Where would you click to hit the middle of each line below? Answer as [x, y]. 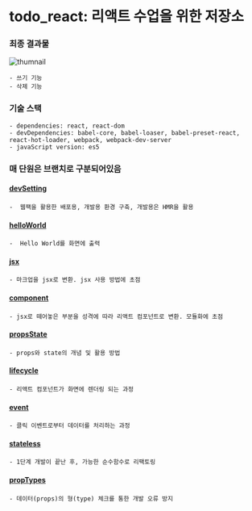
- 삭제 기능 [26, 87]
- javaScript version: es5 [54, 147]
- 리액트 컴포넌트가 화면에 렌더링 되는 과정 [72, 389]
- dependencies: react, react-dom [67, 126]
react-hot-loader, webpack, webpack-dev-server [91, 140]
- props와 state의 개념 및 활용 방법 [65, 353]
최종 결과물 [29, 44]
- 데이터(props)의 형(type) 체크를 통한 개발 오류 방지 [91, 498]
